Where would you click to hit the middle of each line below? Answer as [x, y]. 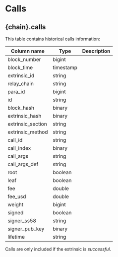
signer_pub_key [26, 229]
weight [16, 205]
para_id [16, 92]
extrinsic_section [27, 124]
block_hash [21, 108]
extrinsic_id [21, 76]
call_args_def [23, 164]
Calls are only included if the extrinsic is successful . [58, 249]
